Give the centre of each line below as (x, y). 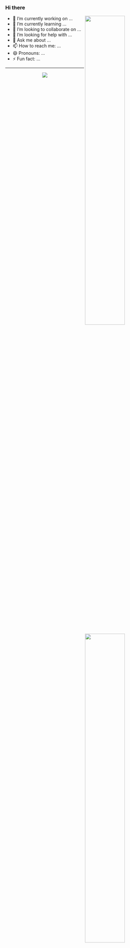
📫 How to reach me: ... (37, 46)
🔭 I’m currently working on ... (42, 19)
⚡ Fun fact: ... (26, 59)
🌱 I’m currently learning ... (39, 24)
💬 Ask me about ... (32, 40)
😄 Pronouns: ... (29, 53)
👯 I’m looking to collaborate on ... (47, 29)
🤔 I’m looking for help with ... (42, 35)
